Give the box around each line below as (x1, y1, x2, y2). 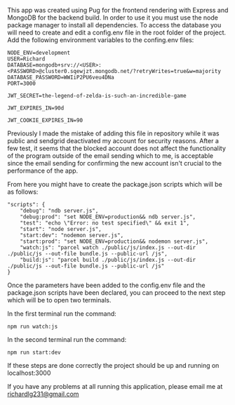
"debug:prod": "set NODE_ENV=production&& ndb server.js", (20, 213, 196, 220)
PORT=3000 (7, 80, 36, 87)
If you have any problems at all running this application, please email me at (7, 383, 223, 390)
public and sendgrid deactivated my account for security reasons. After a (7, 137, 220, 145)
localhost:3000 (7, 369, 51, 377)
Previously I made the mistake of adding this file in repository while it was (7, 129, 220, 138)
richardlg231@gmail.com (7, 390, 79, 398)
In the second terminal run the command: (7, 336, 127, 343)
